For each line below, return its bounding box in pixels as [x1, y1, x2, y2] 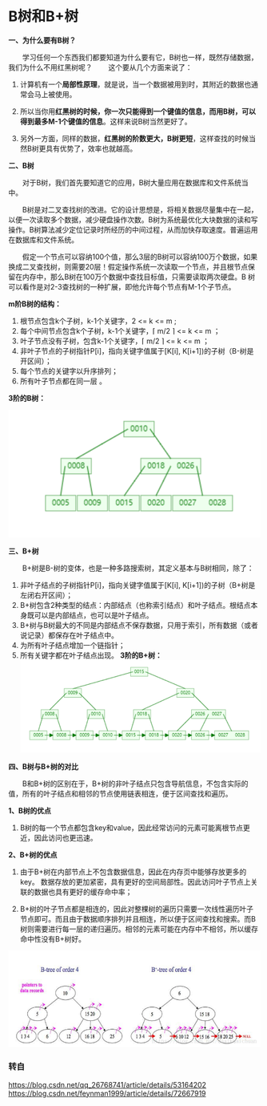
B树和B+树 [8, 7, 79, 26]
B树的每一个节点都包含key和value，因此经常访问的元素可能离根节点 [19, 823, 244, 833]
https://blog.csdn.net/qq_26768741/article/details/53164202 [8, 1080, 206, 1089]
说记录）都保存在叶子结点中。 [19, 630, 118, 640]
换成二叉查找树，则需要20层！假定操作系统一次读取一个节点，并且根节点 [8, 261, 249, 271]
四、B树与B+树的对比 [8, 761, 79, 771]
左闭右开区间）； [19, 590, 74, 600]
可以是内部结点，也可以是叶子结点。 [34, 610, 153, 620]
